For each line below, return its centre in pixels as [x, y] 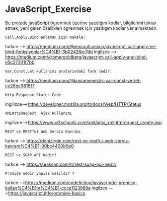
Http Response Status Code [33, 95]
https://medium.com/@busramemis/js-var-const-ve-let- [84, 80]
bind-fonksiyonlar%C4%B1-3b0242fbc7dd [49, 52]
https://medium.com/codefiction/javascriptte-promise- [81, 183]
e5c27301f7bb [20, 62]
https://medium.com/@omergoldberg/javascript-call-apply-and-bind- [76, 57]
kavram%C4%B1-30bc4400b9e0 [40, 146]
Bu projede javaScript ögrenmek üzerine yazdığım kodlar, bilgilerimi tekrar [81, 23]
